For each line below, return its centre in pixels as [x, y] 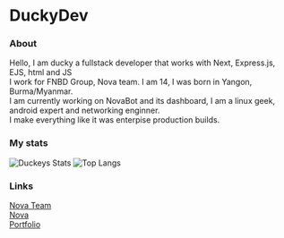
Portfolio [25, 225]
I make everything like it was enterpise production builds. [115, 120]
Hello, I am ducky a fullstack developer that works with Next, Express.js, [142, 63]
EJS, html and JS [41, 72]
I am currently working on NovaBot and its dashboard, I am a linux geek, [142, 101]
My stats [29, 143]
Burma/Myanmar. [41, 91]
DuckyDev [49, 16]
